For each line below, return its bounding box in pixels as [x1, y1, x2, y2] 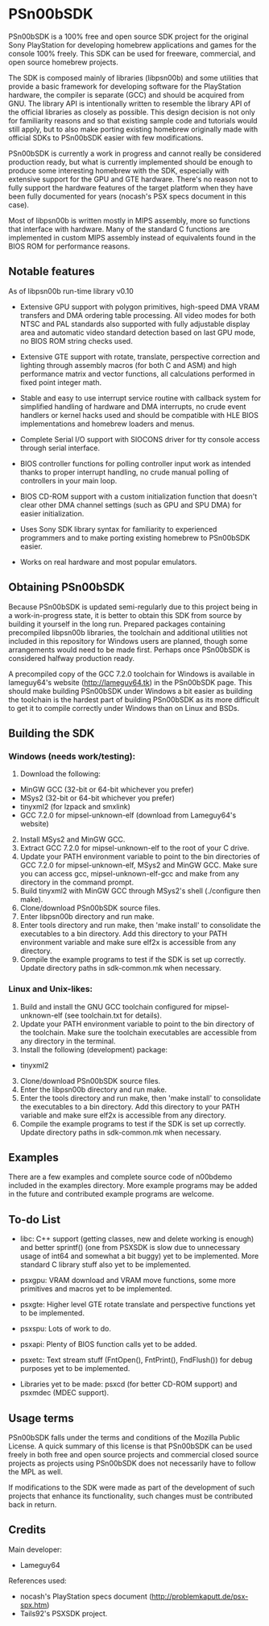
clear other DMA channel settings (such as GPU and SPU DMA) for [19, 500, 242, 509]
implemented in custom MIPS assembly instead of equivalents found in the [8, 232, 256, 242]
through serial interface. [19, 443, 101, 453]
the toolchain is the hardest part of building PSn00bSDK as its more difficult [8, 695, 259, 704]
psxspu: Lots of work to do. [19, 1324, 111, 1334]
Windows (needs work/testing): [8, 750, 135, 762]
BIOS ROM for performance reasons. [8, 241, 130, 251]
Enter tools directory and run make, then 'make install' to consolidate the [19, 921, 262, 930]
